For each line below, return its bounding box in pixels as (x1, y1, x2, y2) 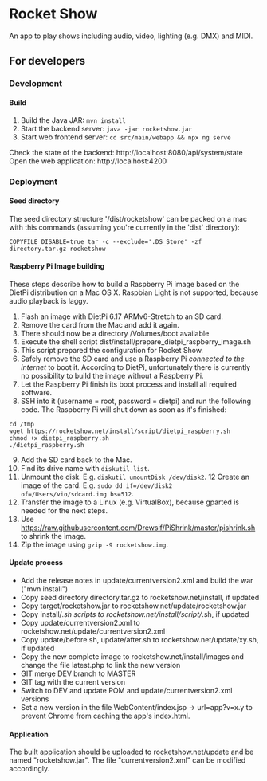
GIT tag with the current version (20, 677, 126, 686)
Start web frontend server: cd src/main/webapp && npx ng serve (20, 132, 231, 142)
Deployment (9, 176, 58, 187)
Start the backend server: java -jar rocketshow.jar (20, 124, 192, 134)
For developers (9, 54, 86, 68)
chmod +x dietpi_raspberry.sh (9, 434, 110, 442)
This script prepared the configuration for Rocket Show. (20, 345, 204, 355)
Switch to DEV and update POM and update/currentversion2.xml (20, 685, 233, 695)
